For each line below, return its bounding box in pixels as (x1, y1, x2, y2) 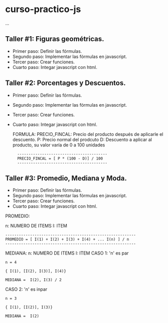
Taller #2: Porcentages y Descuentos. (5, 79, 126, 88)
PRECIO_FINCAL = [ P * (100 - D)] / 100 (17, 156, 103, 161)
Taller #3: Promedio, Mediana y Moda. (5, 174, 127, 182)
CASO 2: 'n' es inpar (5, 286, 48, 292)
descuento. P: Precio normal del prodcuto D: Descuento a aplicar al (12, 136, 152, 142)
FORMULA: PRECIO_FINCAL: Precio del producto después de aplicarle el (12, 131, 163, 137)
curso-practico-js (5, 4, 81, 15)
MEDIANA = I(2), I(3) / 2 (5, 278, 62, 283)
